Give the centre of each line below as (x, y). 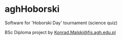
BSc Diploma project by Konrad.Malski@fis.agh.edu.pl (60, 32)
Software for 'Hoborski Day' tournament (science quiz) (61, 23)
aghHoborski (32, 9)
